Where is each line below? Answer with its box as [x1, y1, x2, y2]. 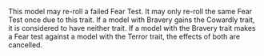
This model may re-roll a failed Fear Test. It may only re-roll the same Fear [8, 7, 253, 16]
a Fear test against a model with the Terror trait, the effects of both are [8, 32, 241, 41]
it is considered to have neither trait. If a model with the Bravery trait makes [8, 24, 256, 32]
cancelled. [8, 40, 42, 50]
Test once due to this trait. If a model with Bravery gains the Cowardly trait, [8, 15, 255, 24]
